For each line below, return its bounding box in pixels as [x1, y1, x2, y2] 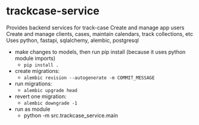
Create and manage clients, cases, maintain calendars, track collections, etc [6, 30, 194, 37]
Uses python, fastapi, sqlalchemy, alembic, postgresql [6, 36, 139, 44]
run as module [14, 105, 51, 112]
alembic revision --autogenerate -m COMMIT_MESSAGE [23, 75, 155, 81]
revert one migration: [14, 93, 67, 100]
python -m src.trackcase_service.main [23, 112, 118, 119]
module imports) [14, 54, 55, 62]
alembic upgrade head [23, 87, 77, 93]
